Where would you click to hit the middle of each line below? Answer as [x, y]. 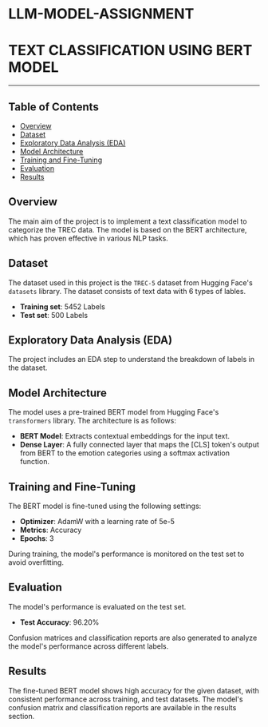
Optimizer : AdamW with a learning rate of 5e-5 [97, 521]
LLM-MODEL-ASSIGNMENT [101, 14]
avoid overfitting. [36, 562]
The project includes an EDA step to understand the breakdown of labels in [132, 360]
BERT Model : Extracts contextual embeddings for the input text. [124, 436]
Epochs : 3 [37, 538]
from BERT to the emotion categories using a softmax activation [124, 453]
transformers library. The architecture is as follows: [93, 421]
